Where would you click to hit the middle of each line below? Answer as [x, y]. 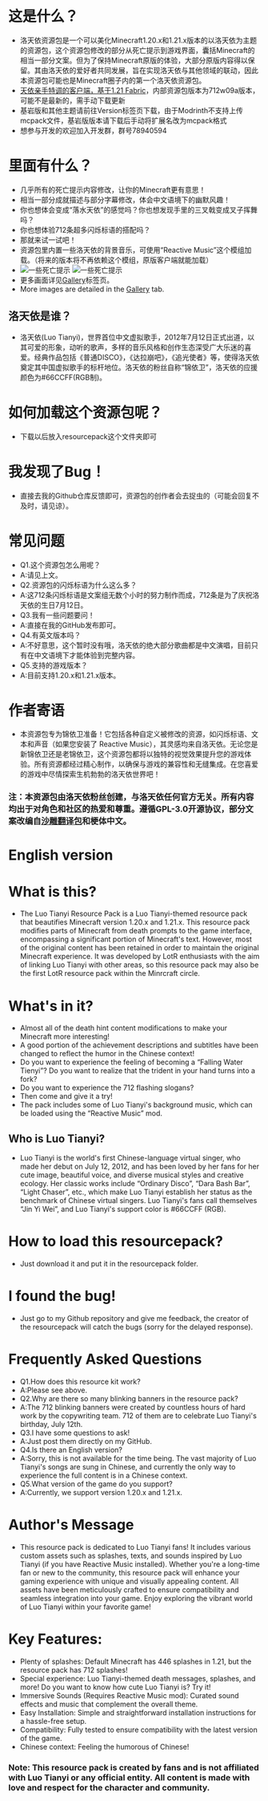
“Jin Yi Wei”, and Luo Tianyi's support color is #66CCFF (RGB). [123, 1209]
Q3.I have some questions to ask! [75, 1433]
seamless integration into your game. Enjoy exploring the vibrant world [136, 1598]
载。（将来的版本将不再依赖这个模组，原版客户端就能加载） [116, 260]
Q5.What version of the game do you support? [96, 1484]
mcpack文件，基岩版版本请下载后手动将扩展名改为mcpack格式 [123, 120]
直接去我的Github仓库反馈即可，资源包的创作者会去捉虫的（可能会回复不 [140, 495]
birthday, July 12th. [51, 1425]
